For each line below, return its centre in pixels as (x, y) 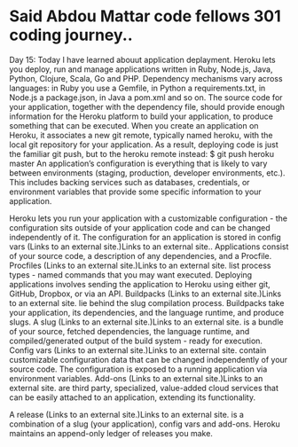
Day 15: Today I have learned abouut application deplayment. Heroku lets (143, 59)
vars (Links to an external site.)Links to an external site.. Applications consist (149, 247)
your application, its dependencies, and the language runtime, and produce (147, 312)
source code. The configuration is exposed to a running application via (138, 369)
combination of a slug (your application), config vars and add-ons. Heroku (145, 424)
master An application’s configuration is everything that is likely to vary (138, 163)
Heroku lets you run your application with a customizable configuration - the (149, 218)
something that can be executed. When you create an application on (134, 125)
